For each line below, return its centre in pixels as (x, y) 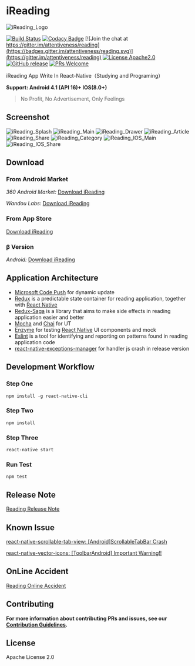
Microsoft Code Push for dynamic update (64, 292)
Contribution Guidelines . (37, 624)
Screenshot (28, 117)
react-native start (30, 450)
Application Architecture (52, 278)
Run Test (19, 465)
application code (35, 342)
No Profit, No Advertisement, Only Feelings (73, 99)
